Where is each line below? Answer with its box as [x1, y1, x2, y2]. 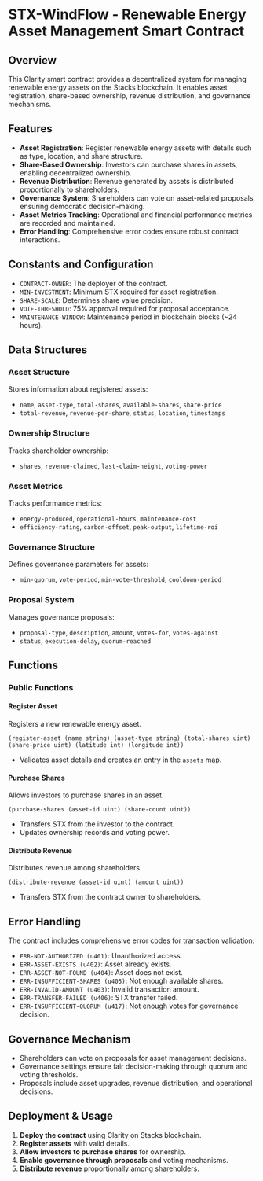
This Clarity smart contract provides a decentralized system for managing [8, 75, 247, 83]
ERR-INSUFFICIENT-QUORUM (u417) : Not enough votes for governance [19, 1001, 239, 1011]
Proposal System [8, 594, 75, 605]
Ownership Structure [8, 428, 90, 439]
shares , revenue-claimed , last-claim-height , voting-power [19, 461, 208, 470]
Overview [8, 53, 57, 67]
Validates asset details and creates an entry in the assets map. [19, 755, 222, 764]
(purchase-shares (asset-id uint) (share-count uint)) [8, 806, 192, 814]
